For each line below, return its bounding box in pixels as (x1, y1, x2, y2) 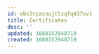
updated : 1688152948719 (7, 29, 77, 37)
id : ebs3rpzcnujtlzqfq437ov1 (7, 10, 93, 18)
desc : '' (7, 23, 33, 30)
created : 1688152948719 (7, 36, 77, 43)
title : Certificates (7, 17, 68, 24)
